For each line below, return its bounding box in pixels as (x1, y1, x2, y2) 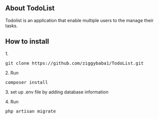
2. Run (5, 70, 19, 76)
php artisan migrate (5, 108, 57, 114)
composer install (5, 79, 48, 85)
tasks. (5, 23, 18, 29)
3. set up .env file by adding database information (5, 89, 109, 95)
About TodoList (5, 4, 55, 13)
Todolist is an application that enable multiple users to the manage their (5, 17, 154, 23)
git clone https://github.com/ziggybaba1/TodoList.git (5, 60, 144, 66)
